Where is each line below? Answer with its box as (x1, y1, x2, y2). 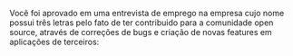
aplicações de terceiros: (9, 36, 100, 47)
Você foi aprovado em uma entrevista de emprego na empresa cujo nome (9, 8, 285, 18)
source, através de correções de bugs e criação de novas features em (9, 27, 272, 37)
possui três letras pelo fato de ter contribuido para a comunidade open (9, 17, 274, 28)
